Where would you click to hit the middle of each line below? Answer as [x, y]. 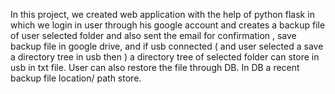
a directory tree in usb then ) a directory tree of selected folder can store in [165, 57]
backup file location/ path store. [76, 78]
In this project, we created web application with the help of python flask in [162, 14]
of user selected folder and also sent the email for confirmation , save [153, 35]
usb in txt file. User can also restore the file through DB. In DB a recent [155, 67]
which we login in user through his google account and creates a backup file [168, 25]
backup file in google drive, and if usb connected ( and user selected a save [167, 46]
